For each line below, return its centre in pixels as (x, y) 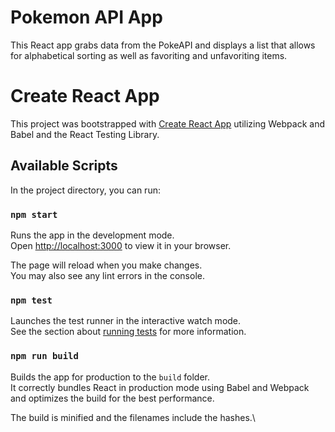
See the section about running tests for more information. (128, 332)
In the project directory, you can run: (85, 190)
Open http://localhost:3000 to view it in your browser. (121, 245)
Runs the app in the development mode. (92, 235)
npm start (34, 214)
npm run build (44, 356)
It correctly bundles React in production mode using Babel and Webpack (160, 387)
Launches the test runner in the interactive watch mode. (126, 321)
